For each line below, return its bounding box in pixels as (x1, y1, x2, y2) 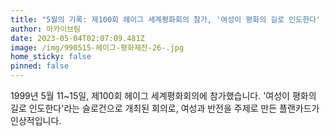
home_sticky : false (10, 52, 92, 62)
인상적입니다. (10, 115, 62, 126)
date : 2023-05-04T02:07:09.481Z (10, 33, 145, 43)
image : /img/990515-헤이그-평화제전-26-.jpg (10, 42, 185, 53)
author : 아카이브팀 (10, 24, 81, 34)
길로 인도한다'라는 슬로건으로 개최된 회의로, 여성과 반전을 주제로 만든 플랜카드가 (10, 102, 320, 114)
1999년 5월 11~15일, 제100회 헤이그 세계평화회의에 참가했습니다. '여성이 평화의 (10, 90, 317, 101)
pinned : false (10, 61, 70, 71)
